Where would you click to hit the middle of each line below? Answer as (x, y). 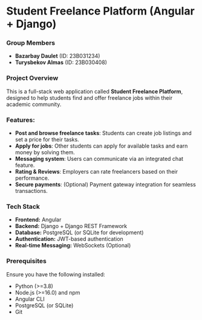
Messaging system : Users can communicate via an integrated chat (99, 159)
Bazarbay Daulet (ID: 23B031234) (57, 56)
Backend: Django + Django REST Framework (71, 226)
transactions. (31, 191)
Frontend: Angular (38, 220)
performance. (32, 178)
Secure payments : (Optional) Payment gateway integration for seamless (106, 184)
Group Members (31, 43)
